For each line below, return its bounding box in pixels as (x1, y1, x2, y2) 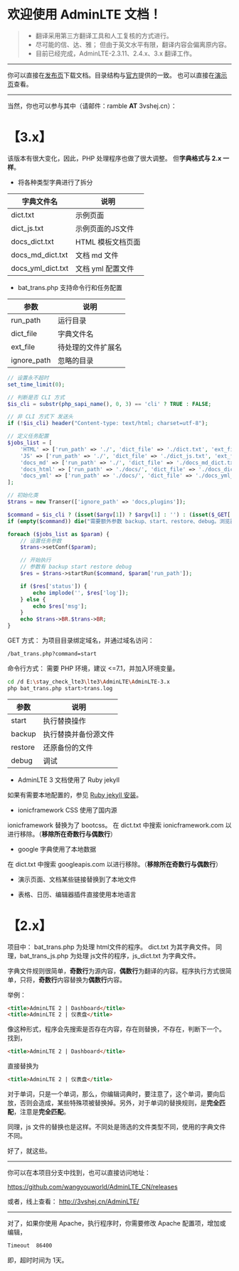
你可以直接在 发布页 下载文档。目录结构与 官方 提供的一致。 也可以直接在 (7, 70, 215, 79)
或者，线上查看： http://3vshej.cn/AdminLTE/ (7, 1197, 140, 1206)
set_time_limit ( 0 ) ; (7, 381, 65, 388)
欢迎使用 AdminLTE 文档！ (7, 6, 162, 23)
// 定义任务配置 (7, 433, 49, 440)
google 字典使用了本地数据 (17, 844, 97, 853)
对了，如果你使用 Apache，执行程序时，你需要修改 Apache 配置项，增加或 (7, 1219, 226, 1228)
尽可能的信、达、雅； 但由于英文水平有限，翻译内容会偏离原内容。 (35, 40, 231, 48)
